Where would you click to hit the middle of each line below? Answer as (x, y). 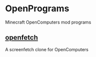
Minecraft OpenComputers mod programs (48, 22)
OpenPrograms (37, 9)
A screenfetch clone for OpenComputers (47, 49)
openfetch (22, 38)
